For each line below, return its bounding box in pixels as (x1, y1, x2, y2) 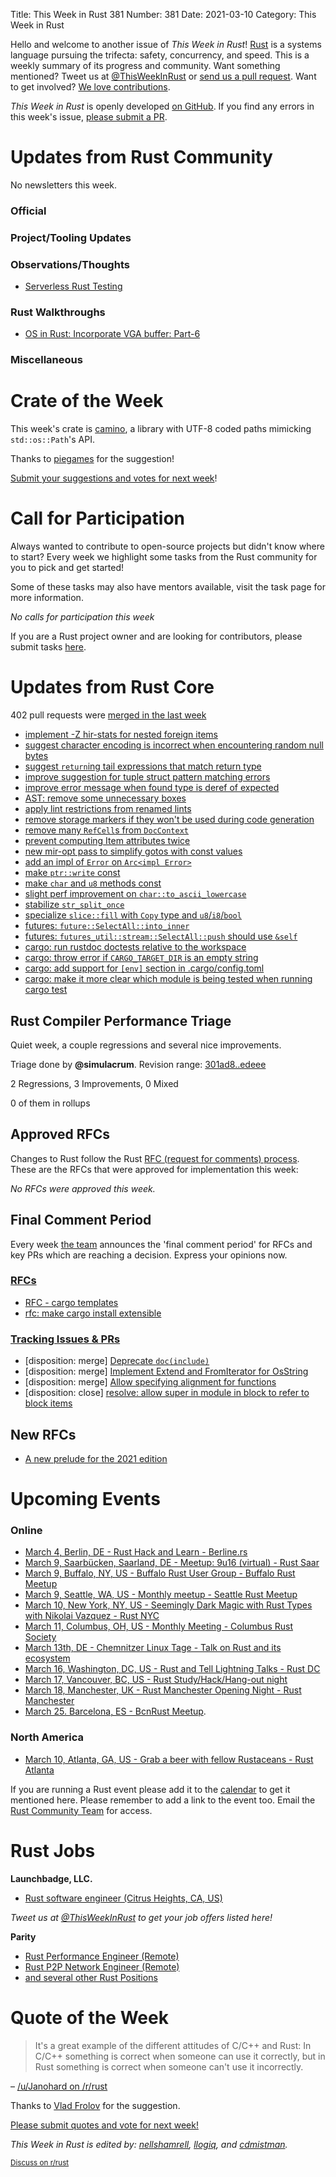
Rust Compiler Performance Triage (10, 1012, 232, 1029)
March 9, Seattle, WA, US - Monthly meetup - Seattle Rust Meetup (24, 1589, 298, 1601)
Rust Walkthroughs (10, 305, 106, 319)
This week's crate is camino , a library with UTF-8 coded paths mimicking (10, 423, 312, 435)
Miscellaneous (10, 353, 83, 367)
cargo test (24, 984, 68, 996)
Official (10, 204, 47, 218)
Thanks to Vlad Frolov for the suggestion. (10, 2099, 181, 2111)
